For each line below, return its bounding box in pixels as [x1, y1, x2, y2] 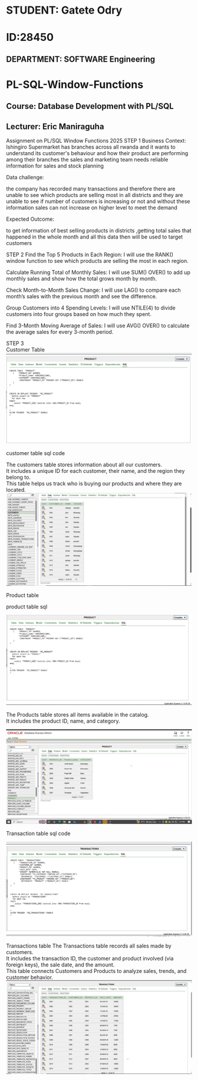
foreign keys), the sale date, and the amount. [6, 961, 115, 968]
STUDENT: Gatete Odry [6, 4, 123, 17]
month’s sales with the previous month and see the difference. [6, 293, 157, 300]
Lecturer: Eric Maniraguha [6, 121, 104, 131]
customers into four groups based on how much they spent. [6, 311, 152, 318]
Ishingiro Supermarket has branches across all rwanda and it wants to [6, 143, 176, 151]
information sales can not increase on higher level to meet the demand [6, 204, 178, 211]
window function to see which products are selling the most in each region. [6, 257, 189, 265]
